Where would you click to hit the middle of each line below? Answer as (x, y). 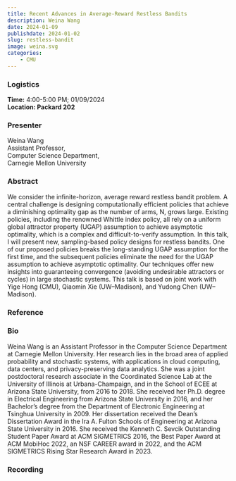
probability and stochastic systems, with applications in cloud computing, (114, 361)
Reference (25, 312)
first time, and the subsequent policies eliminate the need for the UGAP (110, 256)
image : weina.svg (33, 46)
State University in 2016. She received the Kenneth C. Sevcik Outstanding (114, 429)
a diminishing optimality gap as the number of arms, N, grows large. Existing (118, 211)
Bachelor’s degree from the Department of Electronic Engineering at (106, 406)
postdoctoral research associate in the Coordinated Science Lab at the (110, 376)
